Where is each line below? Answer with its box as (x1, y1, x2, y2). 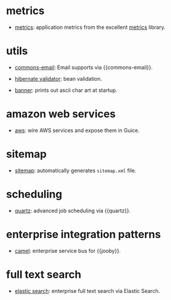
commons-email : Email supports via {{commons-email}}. (14, 64, 153, 71)
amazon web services (6, 107, 116, 121)
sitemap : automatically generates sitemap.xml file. (14, 167, 137, 174)
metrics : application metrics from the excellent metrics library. (14, 24, 166, 31)
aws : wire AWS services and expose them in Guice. (14, 127, 140, 134)
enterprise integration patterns (6, 228, 161, 241)
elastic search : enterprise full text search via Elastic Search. (14, 287, 160, 294)
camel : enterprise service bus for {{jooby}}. (14, 247, 121, 254)
